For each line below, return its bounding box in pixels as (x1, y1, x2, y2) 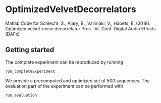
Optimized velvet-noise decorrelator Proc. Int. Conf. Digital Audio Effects (5, 25, 156, 31)
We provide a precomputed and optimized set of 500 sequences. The (5, 77, 150, 84)
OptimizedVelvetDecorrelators (5, 4, 136, 15)
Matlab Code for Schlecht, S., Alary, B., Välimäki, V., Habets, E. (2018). (5, 20, 151, 26)
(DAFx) (5, 31, 20, 37)
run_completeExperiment (5, 69, 56, 74)
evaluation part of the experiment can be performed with (5, 83, 124, 89)
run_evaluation (5, 92, 37, 98)
